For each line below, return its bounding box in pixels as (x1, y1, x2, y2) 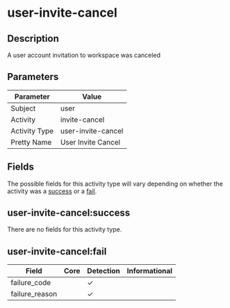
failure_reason (10, 289, 58, 299)
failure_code (10, 278, 51, 288)
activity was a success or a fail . (7, 186, 97, 195)
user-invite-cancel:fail (7, 245, 107, 257)
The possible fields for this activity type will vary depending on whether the (7, 179, 224, 188)
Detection (86, 266, 120, 276)
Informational (126, 266, 172, 276)
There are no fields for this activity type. (7, 225, 122, 234)
